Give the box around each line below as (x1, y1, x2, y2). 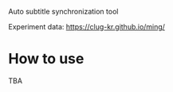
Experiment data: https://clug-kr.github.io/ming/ (8, 22, 166, 31)
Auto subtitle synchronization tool (8, 7, 119, 16)
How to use (8, 50, 85, 68)
